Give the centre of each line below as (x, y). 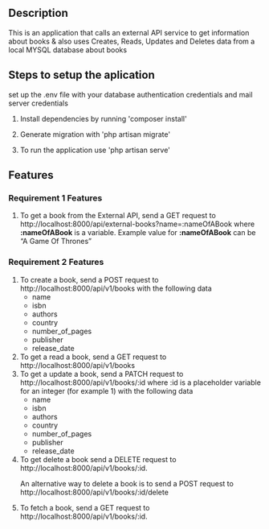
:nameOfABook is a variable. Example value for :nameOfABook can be (138, 233)
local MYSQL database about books (67, 50)
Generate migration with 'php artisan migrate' (95, 134)
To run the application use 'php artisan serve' (95, 150)
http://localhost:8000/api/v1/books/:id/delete (94, 492)
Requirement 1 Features (55, 198)
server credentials (38, 103)
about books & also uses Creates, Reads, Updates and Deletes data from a (132, 41)
